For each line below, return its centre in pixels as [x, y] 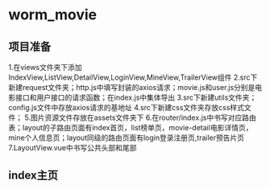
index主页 [33, 176]
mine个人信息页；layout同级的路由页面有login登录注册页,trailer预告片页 [126, 138]
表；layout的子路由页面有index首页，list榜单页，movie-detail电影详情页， [131, 127]
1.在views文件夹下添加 [45, 67]
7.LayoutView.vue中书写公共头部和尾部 [73, 148]
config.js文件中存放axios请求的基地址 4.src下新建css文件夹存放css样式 [126, 107]
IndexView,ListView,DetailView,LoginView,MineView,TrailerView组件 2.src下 [133, 77]
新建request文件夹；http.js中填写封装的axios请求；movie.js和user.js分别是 [132, 87]
